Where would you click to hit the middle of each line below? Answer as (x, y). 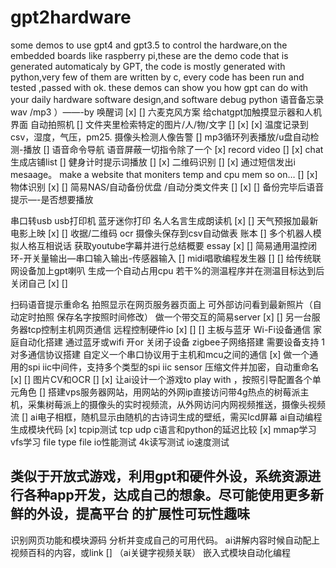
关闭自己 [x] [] (39, 283)
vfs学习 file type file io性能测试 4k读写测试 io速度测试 (120, 442)
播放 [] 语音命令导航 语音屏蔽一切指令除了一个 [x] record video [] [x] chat (173, 149)
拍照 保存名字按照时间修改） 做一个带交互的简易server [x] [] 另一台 (174, 317)
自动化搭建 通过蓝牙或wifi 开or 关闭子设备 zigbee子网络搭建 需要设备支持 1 (172, 342)
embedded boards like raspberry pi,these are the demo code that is (149, 55)
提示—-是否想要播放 (52, 199)
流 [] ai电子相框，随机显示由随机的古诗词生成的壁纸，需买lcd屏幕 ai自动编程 (166, 417)
